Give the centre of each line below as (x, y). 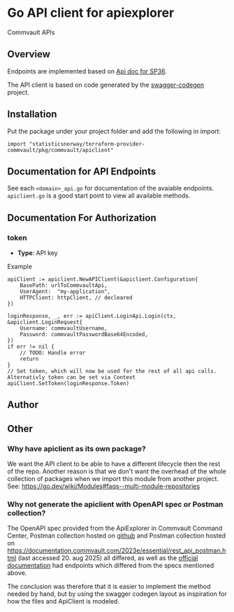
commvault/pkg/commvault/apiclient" (60, 150)
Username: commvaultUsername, (64, 328)
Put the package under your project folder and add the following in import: (114, 131)
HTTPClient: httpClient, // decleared (76, 298)
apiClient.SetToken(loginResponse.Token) (68, 384)
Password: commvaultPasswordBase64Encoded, (84, 335)
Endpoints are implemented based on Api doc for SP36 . (87, 71)
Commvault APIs (31, 32)
